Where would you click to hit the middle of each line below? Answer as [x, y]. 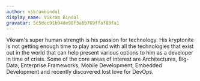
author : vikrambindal [33, 12]
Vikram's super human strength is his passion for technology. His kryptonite [100, 40]
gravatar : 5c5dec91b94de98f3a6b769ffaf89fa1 [63, 23]
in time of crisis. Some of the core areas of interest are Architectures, [92, 59]
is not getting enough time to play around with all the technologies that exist [100, 46]
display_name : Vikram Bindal [43, 17]
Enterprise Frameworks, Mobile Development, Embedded [91, 65]
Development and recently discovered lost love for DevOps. [80, 72]
